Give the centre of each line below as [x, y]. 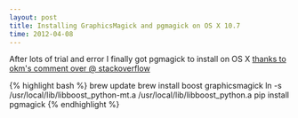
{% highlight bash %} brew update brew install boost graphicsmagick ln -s [145, 86]
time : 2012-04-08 [41, 34]
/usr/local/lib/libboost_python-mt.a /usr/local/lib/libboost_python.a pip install [149, 95]
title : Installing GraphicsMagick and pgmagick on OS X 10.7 [125, 26]
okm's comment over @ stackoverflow [80, 68]
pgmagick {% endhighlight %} [64, 105]
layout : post [33, 17]
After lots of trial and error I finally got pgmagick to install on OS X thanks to [148, 59]
